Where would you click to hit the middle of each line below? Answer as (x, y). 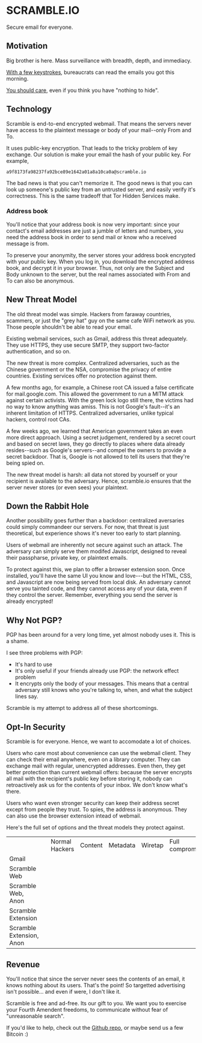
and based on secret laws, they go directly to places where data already (96, 444)
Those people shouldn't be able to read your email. (69, 327)
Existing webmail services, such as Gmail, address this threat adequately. (97, 338)
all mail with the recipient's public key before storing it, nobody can (89, 778)
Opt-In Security (36, 727)
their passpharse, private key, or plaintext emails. (67, 558)
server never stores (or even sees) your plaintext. (67, 487)
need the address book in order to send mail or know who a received (91, 237)
